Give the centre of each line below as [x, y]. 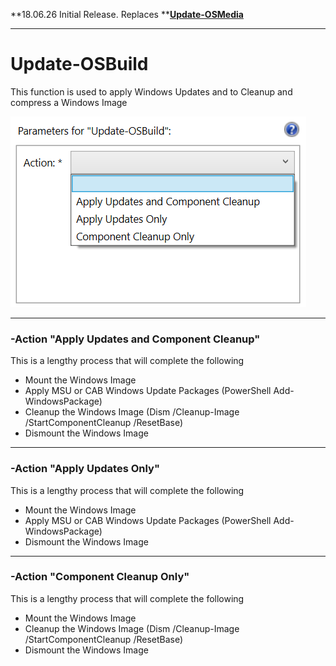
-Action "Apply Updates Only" [85, 469]
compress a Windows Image [69, 102]
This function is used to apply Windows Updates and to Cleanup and [151, 91]
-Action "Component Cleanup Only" [100, 577]
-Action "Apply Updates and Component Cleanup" [135, 339]
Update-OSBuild [79, 64]
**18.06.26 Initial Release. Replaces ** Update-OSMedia [127, 14]
